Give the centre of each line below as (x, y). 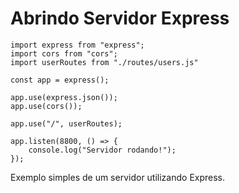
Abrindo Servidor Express (120, 18)
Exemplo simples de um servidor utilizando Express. (118, 177)
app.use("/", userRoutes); (66, 123)
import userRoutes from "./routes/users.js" (104, 62)
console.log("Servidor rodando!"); (102, 150)
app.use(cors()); (46, 106)
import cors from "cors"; (64, 53)
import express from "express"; (77, 45)
